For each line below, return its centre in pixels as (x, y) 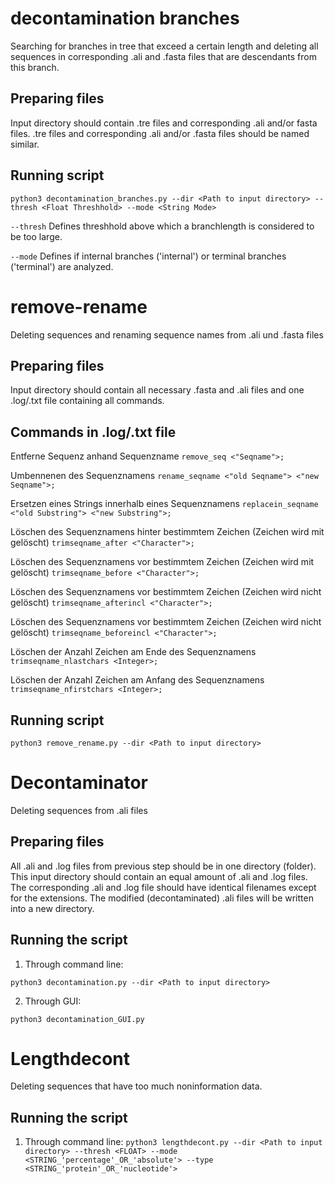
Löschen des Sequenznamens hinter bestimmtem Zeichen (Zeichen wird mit (167, 532)
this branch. (35, 67)
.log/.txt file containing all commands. (87, 401)
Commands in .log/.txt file (93, 432)
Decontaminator (79, 783)
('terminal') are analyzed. (62, 266)
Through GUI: (53, 1001)
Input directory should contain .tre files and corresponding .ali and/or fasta (164, 123)
